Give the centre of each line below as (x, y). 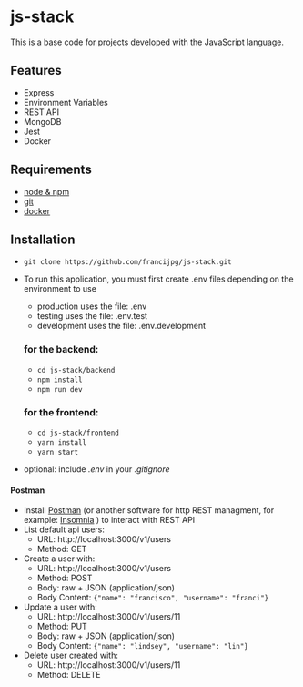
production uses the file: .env (92, 306)
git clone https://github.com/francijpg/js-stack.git (127, 262)
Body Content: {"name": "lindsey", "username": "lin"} (142, 646)
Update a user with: (61, 607)
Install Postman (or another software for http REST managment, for (149, 510)
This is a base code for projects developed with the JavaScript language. (147, 42)
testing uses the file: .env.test (92, 316)
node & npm (46, 191)
